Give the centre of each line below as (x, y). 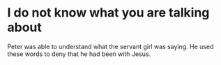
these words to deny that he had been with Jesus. (79, 54)
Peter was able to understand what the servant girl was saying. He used (110, 46)
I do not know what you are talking (108, 13)
